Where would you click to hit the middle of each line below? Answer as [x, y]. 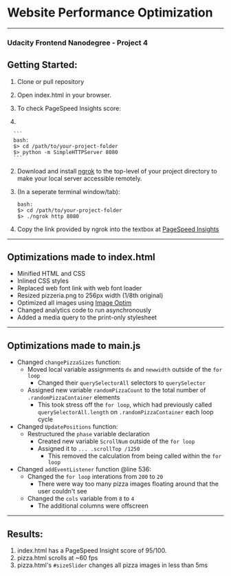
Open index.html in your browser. [64, 95]
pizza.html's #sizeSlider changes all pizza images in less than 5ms [112, 565]
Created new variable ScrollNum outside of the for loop [116, 441]
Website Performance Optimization [110, 13]
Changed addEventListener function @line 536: [84, 469]
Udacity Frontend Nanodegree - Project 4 [77, 43]
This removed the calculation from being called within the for [135, 456]
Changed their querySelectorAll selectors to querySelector [122, 383]
